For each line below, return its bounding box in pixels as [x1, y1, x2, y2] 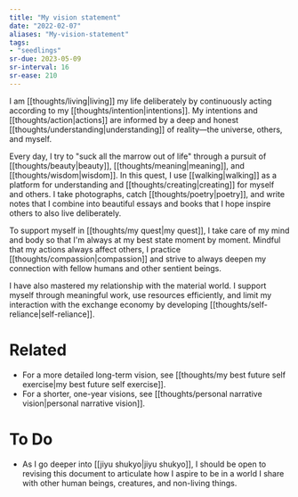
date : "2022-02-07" [9, 21, 82, 30]
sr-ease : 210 [9, 71, 58, 80]
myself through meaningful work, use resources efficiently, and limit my [9, 289, 272, 300]
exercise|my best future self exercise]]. [21, 378, 166, 389]
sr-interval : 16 [9, 63, 69, 72]
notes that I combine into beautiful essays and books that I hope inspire [9, 198, 271, 209]
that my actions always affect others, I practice [9, 244, 181, 254]
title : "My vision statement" [9, 12, 122, 22]
